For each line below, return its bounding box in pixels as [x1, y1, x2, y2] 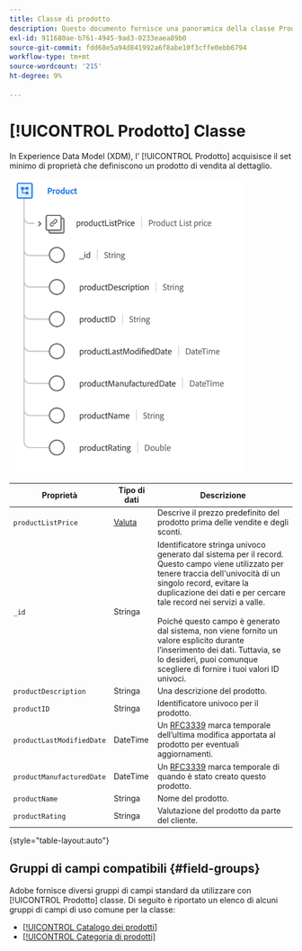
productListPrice [13, 518, 78, 528]
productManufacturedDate [13, 772, 106, 782]
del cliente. [156, 815, 198, 826]
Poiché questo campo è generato [156, 615, 280, 626]
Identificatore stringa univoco [156, 539, 267, 550]
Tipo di [118, 485, 146, 496]
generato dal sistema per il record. [156, 549, 284, 560]
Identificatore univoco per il [156, 698, 259, 709]
